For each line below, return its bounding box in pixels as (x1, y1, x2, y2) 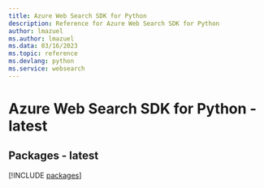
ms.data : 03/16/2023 (8, 42, 79, 50)
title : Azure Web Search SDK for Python (8, 11, 148, 20)
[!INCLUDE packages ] (8, 170, 82, 180)
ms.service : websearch (8, 65, 85, 73)
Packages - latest (8, 149, 99, 163)
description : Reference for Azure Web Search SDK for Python (8, 19, 220, 28)
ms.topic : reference (8, 49, 79, 58)
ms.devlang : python (8, 58, 75, 66)
